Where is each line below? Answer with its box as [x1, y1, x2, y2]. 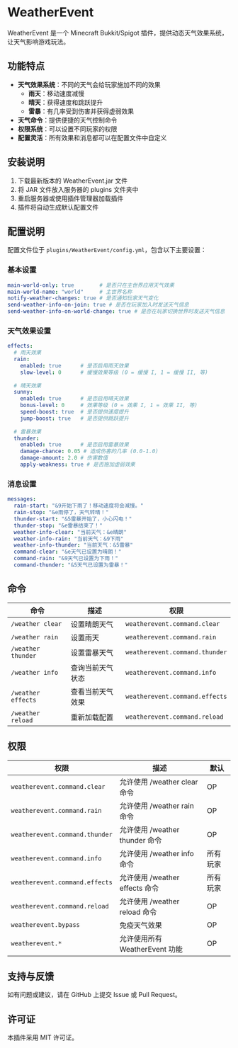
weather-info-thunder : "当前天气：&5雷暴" [13, 542, 133, 549]
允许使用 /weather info [119, 848, 195, 858]
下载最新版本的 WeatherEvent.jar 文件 [17, 176, 128, 185]
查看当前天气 [70, 686, 114, 696]
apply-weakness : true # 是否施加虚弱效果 [20, 461, 136, 468]
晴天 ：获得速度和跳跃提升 [28, 98, 103, 106]
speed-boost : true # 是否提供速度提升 [20, 409, 130, 416]
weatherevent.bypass [11, 921, 80, 928]
